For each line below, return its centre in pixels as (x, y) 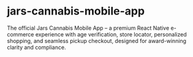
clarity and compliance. (36, 47)
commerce (21, 34)
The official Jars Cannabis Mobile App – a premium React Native (88, 28)
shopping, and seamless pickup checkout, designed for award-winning (96, 41)
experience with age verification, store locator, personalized (111, 34)
